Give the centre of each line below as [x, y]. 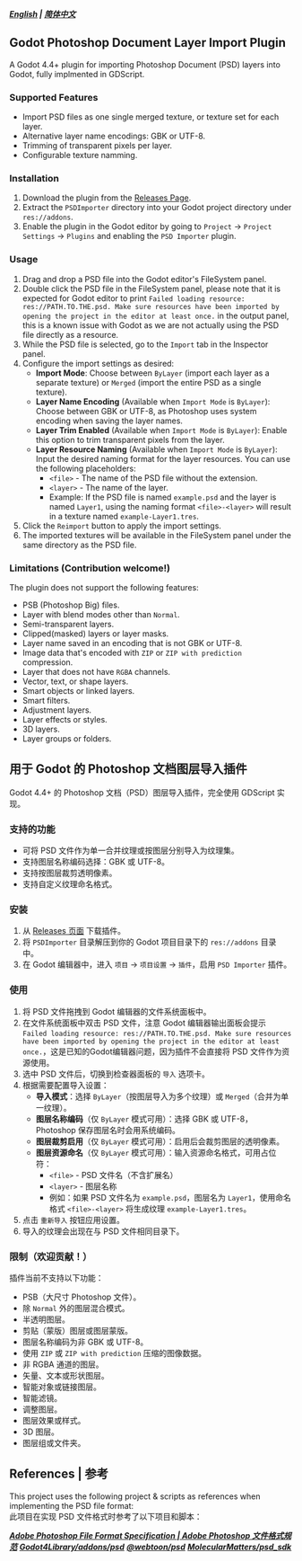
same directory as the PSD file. [79, 545]
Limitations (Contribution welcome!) [90, 568]
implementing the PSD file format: [72, 1505]
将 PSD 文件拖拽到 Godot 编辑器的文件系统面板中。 [116, 1011]
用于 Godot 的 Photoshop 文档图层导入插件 [129, 769]
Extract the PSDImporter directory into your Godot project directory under [157, 208]
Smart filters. [46, 701]
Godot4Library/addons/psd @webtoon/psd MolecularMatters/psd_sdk [155, 1547]
